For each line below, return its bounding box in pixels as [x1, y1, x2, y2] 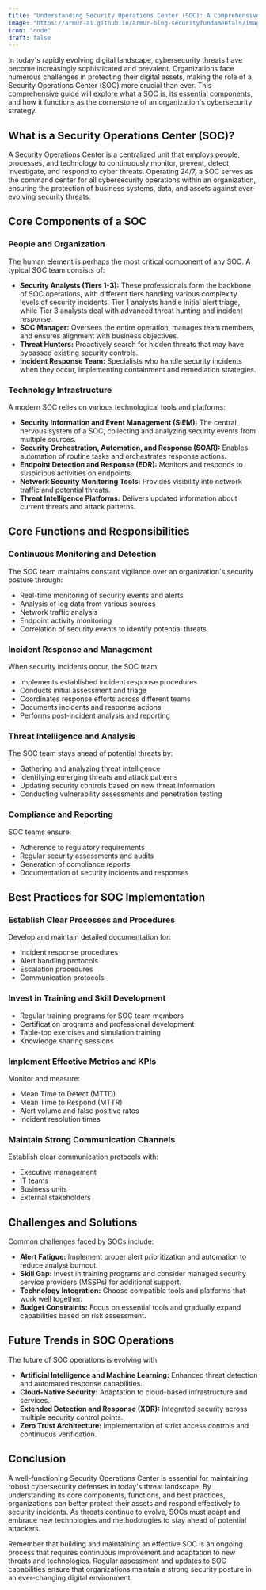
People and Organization [8, 238, 105, 250]
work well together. [19, 1294, 83, 1304]
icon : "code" [8, 26, 51, 34]
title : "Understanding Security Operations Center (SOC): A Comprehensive [8, 11, 260, 20]
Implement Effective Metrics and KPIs [8, 1055, 157, 1066]
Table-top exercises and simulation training [19, 1028, 161, 1037]
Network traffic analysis [19, 607, 98, 616]
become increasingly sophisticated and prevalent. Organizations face [8, 64, 235, 74]
